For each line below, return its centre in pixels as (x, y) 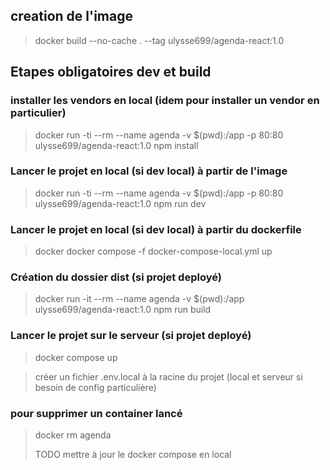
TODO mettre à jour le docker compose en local (133, 454)
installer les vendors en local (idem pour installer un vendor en (165, 101)
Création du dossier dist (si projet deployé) (116, 277)
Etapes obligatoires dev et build (111, 72)
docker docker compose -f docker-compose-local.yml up (153, 251)
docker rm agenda (73, 435)
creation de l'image (71, 16)
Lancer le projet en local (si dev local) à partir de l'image (149, 171)
